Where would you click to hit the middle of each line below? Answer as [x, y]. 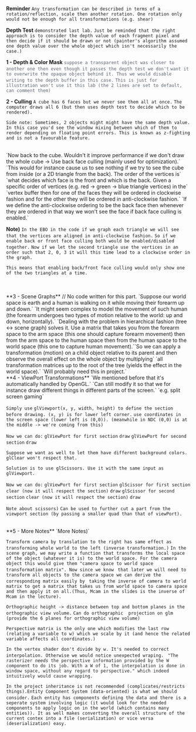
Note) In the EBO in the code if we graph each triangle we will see [93, 229]
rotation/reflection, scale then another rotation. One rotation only [94, 14]
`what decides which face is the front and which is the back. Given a [89, 180]
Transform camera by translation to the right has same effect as [89, 542]
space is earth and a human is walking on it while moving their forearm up [95, 303]
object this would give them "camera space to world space [80, 564]
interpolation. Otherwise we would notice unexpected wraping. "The [92, 656]
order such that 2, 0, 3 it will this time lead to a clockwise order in [98, 252]
